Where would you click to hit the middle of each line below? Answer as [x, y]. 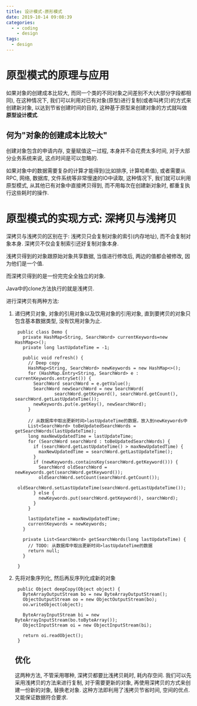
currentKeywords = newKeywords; [68, 524]
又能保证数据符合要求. [41, 697]
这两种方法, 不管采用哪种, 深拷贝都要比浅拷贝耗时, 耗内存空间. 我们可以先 [103, 675]
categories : [21, 22]
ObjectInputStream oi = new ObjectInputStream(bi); [87, 625]
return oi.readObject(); [53, 635]
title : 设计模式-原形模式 [34, 11]
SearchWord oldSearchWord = [73, 467]
